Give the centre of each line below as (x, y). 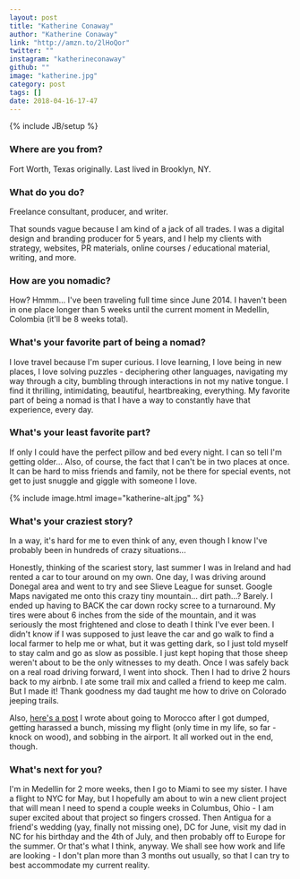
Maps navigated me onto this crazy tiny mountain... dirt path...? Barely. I (141, 596)
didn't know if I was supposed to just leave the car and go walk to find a (142, 634)
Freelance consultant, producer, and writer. (89, 211)
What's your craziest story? (71, 521)
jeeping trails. (34, 701)
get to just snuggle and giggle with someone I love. (103, 481)
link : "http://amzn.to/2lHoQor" (69, 43)
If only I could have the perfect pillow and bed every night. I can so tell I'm (146, 452)
